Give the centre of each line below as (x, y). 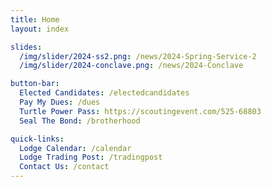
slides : (26, 47)
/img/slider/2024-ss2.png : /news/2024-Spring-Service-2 (138, 56)
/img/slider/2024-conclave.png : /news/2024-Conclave (131, 66)
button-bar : (35, 84)
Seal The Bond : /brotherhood (80, 121)
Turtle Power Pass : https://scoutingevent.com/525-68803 (140, 111)
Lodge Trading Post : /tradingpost (91, 157)
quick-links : (37, 139)
